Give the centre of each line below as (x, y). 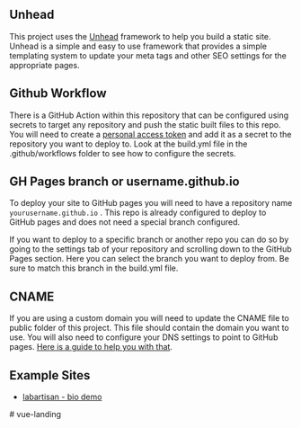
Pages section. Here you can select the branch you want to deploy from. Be (149, 259)
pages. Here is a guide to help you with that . (91, 347)
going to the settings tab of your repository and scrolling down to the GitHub (150, 249)
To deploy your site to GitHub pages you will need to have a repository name (151, 203)
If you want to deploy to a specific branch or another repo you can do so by (149, 240)
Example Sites (50, 375)
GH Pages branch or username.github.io (124, 182)
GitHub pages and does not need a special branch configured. (125, 222)
